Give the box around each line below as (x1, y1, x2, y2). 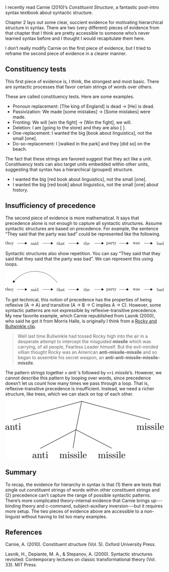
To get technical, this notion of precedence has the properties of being (5, 296, 152, 302)
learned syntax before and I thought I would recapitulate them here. (5, 35, 145, 41)
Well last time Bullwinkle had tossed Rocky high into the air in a (17, 333, 148, 339)
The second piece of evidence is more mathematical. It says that (5, 215, 139, 221)
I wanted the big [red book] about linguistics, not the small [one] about (12, 181, 158, 188)
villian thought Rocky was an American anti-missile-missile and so (17, 349, 157, 355)
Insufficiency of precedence (5, 201, 96, 210)
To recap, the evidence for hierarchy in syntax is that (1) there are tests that (5, 481, 161, 487)
